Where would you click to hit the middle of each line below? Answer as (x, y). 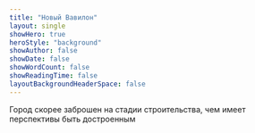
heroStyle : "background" (55, 42)
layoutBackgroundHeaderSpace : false (77, 84)
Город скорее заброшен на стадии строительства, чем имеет (127, 109)
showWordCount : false (50, 68)
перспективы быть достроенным (72, 119)
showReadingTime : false (54, 76)
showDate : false (39, 59)
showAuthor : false (43, 51)
